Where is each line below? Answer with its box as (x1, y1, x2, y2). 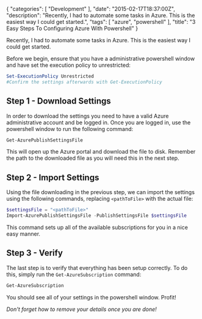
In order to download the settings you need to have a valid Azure (6, 112, 169, 119)
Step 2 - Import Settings (6, 172, 99, 182)
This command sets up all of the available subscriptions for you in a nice (6, 223, 188, 231)
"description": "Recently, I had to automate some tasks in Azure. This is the (6, 12, 195, 19)
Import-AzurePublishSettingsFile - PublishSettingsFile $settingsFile (6, 212, 187, 219)
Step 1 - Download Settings (6, 96, 111, 107)
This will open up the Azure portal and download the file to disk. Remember (6, 148, 196, 156)
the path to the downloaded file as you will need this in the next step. (6, 154, 179, 162)
